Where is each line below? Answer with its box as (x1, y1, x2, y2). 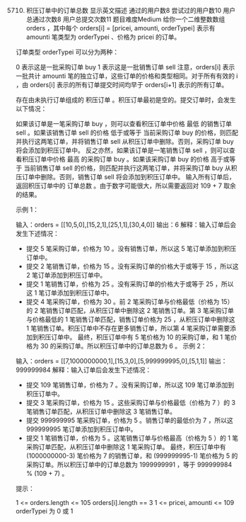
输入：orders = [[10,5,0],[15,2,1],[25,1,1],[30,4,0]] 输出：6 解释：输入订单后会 (16, 220, 237, 229)
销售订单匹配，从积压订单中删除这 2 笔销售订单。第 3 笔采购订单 (46, 307, 235, 314)
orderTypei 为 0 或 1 (16, 507, 74, 515)
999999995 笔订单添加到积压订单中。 (25, 425, 137, 433)
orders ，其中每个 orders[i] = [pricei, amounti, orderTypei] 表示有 (25, 24, 216, 32)
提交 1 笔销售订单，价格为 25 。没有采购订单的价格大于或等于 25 (25, 280, 213, 288)
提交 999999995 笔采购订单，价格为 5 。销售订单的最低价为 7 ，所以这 (25, 416, 233, 424)
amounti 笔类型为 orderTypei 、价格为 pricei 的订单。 (25, 33, 181, 41)
